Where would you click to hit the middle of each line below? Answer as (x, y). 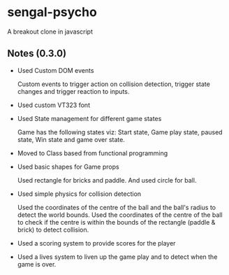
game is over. (37, 264)
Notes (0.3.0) (37, 54)
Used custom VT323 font (54, 105)
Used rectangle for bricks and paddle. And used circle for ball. (107, 180)
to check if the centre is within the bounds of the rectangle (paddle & (116, 222)
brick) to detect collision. (53, 230)
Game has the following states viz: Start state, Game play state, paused (120, 132)
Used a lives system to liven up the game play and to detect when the (117, 257)
